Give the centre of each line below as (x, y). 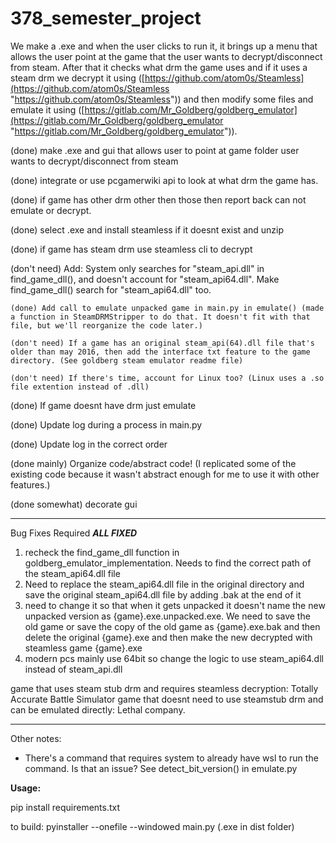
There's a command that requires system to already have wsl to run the (171, 758)
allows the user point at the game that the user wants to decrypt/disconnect (166, 56)
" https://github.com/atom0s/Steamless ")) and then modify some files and (162, 99)
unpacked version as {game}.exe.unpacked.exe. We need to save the (167, 616)
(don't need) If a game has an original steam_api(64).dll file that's (162, 343)
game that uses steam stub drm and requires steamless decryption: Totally (164, 688)
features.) (30, 484)
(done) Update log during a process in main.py (106, 424)
